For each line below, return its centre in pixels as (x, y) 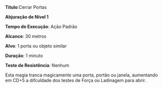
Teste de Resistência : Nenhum (37, 65)
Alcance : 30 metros (26, 36)
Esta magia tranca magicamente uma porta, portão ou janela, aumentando (82, 75)
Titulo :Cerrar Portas (26, 7)
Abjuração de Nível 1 (27, 17)
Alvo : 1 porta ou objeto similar (36, 46)
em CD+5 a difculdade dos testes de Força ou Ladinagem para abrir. (76, 80)
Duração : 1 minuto (24, 55)
